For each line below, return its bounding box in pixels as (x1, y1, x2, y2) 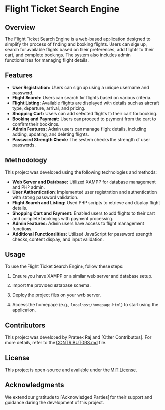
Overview (5, 23, 36, 32)
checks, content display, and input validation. (12, 236, 104, 242)
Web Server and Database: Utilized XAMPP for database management (12, 179, 156, 185)
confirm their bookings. (12, 121, 60, 126)
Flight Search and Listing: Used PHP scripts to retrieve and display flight (12, 199, 160, 205)
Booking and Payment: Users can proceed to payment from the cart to (12, 116, 156, 122)
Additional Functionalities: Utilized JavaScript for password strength (12, 231, 153, 237)
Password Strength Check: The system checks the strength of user (12, 136, 151, 142)
